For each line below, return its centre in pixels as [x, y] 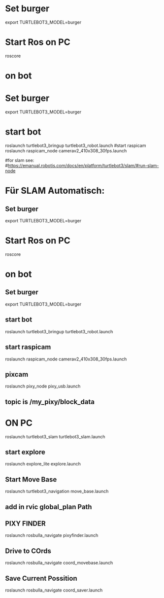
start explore [25, 452]
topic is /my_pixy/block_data [50, 402]
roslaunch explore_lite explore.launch [43, 464]
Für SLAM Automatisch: [55, 191]
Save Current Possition [41, 578]
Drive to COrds [28, 551]
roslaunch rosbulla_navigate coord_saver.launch [54, 590]
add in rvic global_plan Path [49, 507]
